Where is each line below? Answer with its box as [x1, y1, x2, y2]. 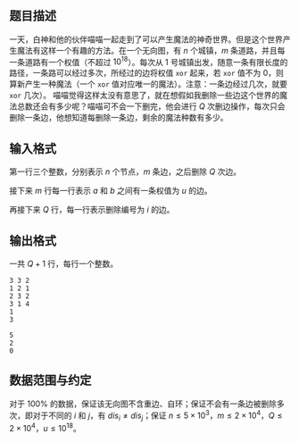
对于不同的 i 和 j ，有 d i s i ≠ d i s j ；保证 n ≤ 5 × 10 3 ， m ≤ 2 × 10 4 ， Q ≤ [32, 408, 283, 422]
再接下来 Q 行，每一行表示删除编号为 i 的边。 [9, 204, 175, 215]
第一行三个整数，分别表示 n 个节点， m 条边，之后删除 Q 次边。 [9, 166, 241, 177]
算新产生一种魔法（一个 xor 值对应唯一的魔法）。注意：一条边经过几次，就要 [9, 79, 288, 89]
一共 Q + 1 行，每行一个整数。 [9, 258, 119, 270]
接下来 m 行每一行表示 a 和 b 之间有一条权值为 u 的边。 [9, 186, 212, 196]
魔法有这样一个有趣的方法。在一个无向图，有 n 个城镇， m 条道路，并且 [16, 45, 278, 55]
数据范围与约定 [9, 373, 92, 388]
